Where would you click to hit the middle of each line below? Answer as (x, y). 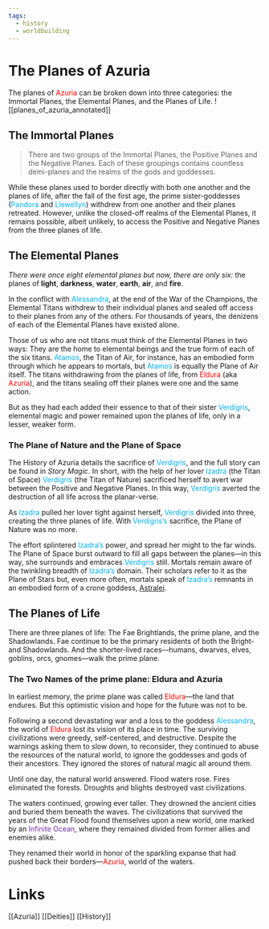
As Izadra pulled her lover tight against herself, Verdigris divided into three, (132, 513)
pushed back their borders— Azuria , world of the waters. (102, 861)
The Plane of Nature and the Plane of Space (95, 445)
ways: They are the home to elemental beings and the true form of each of (131, 349)
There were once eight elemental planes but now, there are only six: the (127, 275)
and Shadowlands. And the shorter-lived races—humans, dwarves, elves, (130, 650)
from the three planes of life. (55, 230)
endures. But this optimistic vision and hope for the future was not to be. (128, 705)
